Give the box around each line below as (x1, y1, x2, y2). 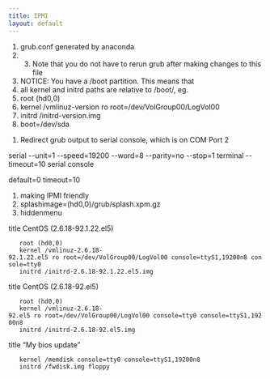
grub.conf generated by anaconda (19, 41, 135, 51)
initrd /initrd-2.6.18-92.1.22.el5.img (19, 267, 154, 275)
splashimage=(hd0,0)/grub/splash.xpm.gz (19, 199, 161, 209)
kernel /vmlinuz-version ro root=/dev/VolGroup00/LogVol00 (19, 102, 220, 112)
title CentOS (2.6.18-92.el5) (8, 281, 99, 292)
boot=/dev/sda (19, 119, 70, 129)
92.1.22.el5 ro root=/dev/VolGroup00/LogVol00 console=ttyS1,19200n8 (8, 253, 248, 262)
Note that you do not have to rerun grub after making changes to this (32, 58, 261, 69)
